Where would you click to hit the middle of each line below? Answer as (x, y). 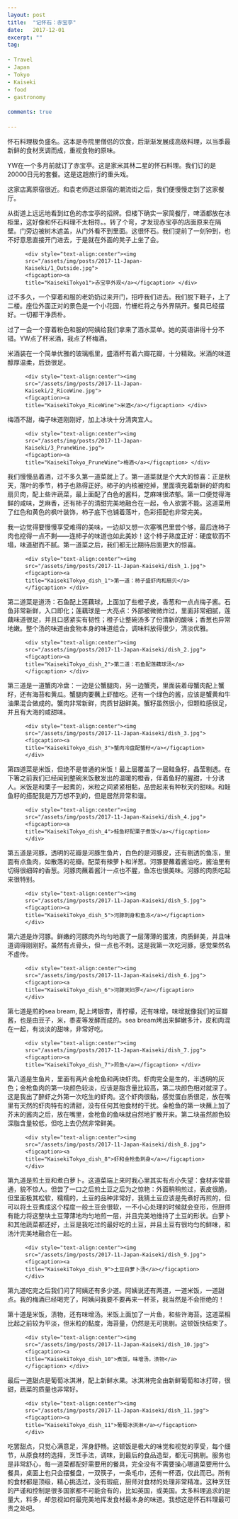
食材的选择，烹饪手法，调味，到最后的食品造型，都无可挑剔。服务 (128, 1455)
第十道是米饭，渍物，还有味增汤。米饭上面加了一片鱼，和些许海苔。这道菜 (116, 1314)
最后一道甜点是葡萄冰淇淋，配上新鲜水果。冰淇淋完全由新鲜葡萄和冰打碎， (116, 1380)
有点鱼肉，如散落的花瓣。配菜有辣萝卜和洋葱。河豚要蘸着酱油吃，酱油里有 (122, 861)
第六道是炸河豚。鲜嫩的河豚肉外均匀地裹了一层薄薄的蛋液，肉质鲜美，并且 (116, 936)
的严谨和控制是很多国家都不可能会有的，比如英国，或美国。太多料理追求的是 (119, 1490)
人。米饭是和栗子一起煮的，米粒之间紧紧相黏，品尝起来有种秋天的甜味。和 (116, 787)
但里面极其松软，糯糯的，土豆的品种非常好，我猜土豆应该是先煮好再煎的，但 (119, 1197)
